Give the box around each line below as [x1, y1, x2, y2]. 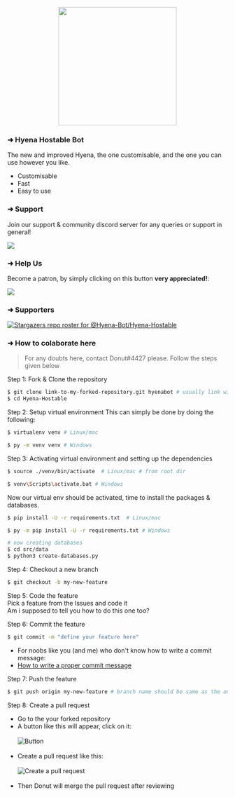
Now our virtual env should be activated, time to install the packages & [7, 493, 211, 501]
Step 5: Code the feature [7, 591, 78, 599]
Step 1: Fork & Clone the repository [7, 375, 108, 383]
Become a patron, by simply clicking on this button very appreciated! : [7, 274, 210, 282]
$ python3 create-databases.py [7, 552, 99, 560]
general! [7, 228, 31, 236]
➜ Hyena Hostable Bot [7, 135, 85, 144]
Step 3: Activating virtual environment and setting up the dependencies [7, 454, 213, 463]
